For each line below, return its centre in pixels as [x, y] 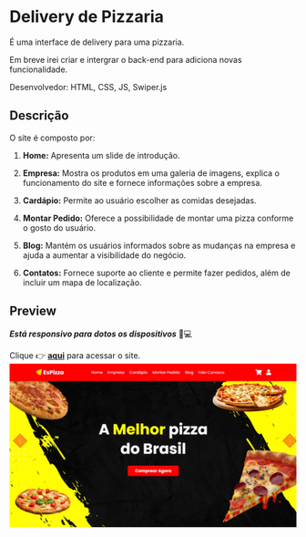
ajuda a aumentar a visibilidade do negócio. [104, 255]
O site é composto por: [52, 138]
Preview [33, 311]
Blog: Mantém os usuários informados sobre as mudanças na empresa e [159, 245]
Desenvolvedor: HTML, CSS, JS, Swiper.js [88, 87]
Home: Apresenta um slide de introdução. [101, 155]
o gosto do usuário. [59, 227]
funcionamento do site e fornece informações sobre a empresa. [142, 182]
